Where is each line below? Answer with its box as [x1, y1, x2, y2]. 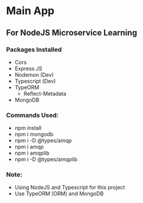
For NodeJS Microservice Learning [6, 28, 138, 38]
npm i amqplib [14, 149, 50, 157]
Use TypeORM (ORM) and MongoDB [14, 190, 104, 197]
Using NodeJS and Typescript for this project [14, 184, 125, 191]
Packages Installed [6, 45, 62, 54]
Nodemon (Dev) [14, 71, 54, 78]
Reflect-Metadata [23, 90, 67, 97]
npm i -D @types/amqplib [14, 156, 78, 163]
